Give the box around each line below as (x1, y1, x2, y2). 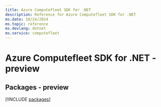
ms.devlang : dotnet (5, 26, 46, 31)
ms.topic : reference (5, 21, 49, 27)
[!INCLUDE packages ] (5, 96, 51, 102)
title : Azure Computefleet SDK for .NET (5, 7, 92, 13)
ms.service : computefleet (5, 31, 59, 36)
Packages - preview (5, 83, 69, 91)
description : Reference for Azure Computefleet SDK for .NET (5, 12, 136, 17)
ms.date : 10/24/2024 (5, 17, 49, 22)
